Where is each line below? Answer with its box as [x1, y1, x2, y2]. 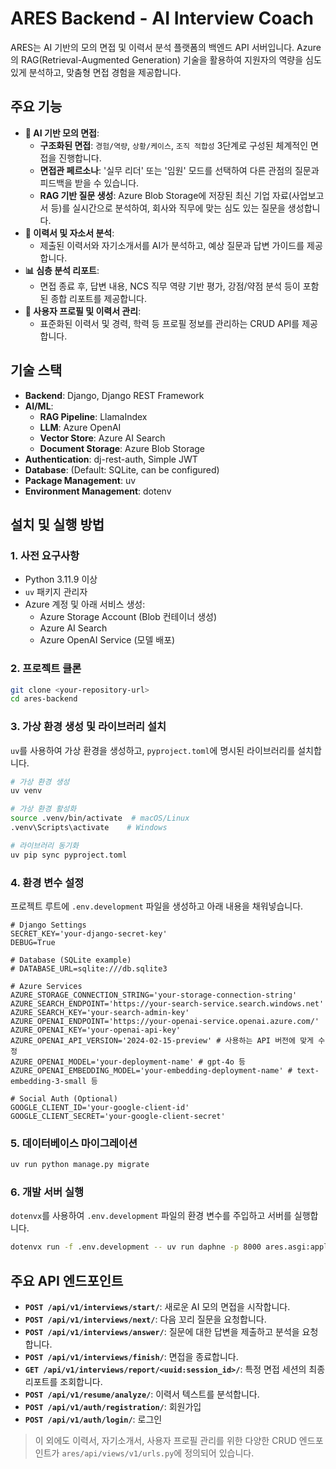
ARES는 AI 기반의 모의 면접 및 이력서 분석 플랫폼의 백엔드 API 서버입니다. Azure [10, 41, 322, 53]
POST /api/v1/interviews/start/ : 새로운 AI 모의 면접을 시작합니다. [24, 1301, 291, 1313]
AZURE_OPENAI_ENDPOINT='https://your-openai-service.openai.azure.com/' [10, 1017, 320, 1027]
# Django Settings [10, 920, 87, 931]
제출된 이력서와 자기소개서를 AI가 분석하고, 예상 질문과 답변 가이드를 [39, 239, 305, 251]
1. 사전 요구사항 [10, 548, 80, 562]
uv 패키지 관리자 [24, 586, 88, 598]
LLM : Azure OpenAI [39, 421, 122, 433]
